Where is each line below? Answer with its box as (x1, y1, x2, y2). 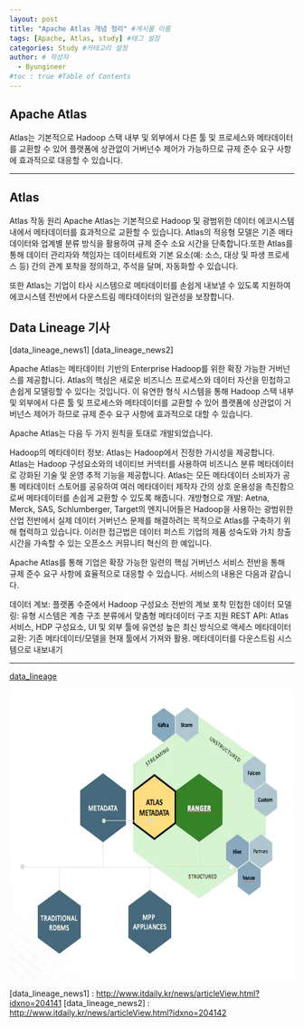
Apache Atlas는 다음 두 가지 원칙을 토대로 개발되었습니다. (9, 428, 214, 439)
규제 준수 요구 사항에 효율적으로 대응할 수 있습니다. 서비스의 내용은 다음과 (9, 568, 268, 579)
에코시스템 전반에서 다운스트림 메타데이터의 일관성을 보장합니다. (9, 291, 235, 302)
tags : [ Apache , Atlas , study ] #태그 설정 (9, 34, 160, 43)
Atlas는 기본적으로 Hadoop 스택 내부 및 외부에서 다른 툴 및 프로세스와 (9, 131, 255, 142)
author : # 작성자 (9, 53, 70, 63)
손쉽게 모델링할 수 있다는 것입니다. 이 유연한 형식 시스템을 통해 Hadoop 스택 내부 (9, 386, 294, 397)
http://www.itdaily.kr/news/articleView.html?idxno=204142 (9, 1007, 227, 1019)
